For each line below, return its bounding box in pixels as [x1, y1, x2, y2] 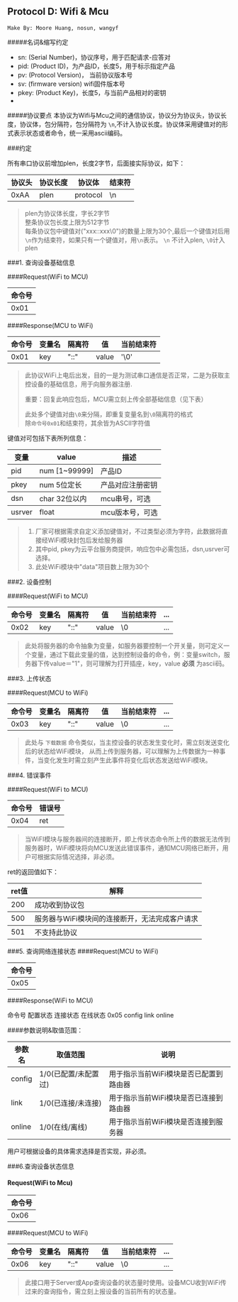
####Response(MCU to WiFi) [7, 321, 93, 329]
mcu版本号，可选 [100, 507, 158, 517]
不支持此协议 [34, 927, 78, 937]
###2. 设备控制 [7, 578, 52, 586]
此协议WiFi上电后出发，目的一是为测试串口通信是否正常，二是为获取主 [24, 370, 230, 379]
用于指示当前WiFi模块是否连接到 [108, 1117, 216, 1127]
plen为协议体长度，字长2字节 [24, 209, 110, 217]
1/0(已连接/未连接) [38, 1098, 102, 1108]
